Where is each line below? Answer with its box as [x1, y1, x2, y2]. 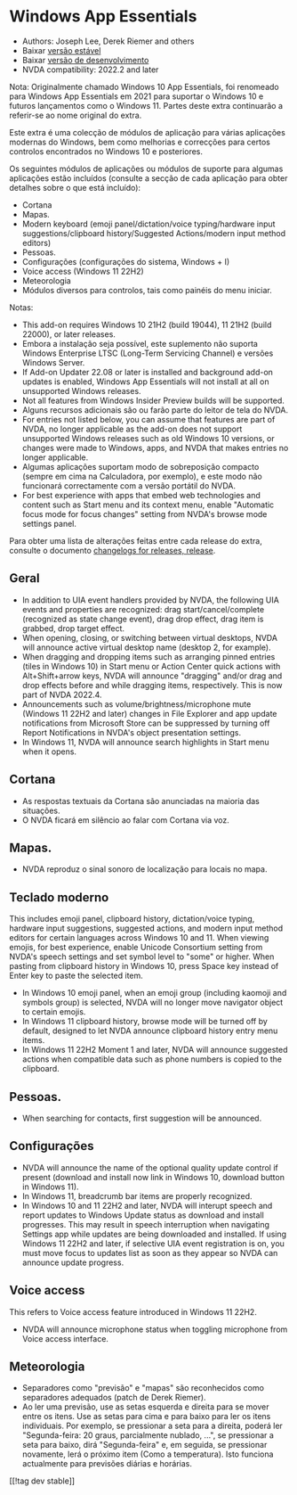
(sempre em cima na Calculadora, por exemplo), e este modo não [21, 471, 262, 481]
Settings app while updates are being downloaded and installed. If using [21, 1228, 287, 1239]
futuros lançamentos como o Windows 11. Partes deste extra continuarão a [9, 100, 283, 111]
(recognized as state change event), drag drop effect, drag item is [21, 613, 264, 624]
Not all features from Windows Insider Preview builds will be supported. [21, 395, 285, 406]
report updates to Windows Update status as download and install [21, 1210, 264, 1220]
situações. [21, 805, 60, 816]
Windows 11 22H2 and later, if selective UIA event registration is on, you [21, 1237, 285, 1249]
